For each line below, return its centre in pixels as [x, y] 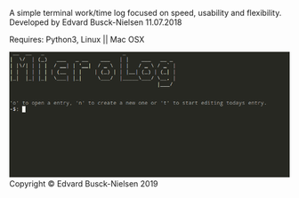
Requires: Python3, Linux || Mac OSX [77, 40]
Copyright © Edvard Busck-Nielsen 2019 [84, 184]
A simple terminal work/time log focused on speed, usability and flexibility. [145, 13]
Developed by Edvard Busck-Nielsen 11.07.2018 [96, 22]
